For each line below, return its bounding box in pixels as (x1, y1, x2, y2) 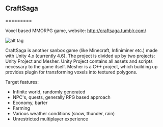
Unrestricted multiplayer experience (12, 116, 88, 122)
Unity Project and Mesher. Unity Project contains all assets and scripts (5, 58, 153, 64)
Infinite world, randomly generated (12, 89, 86, 95)
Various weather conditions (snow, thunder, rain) (12, 110, 115, 116)
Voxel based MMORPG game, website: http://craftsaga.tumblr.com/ (5, 28, 147, 34)
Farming (12, 105, 31, 111)
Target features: (5, 79, 39, 85)
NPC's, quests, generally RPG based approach (12, 94, 111, 100)
